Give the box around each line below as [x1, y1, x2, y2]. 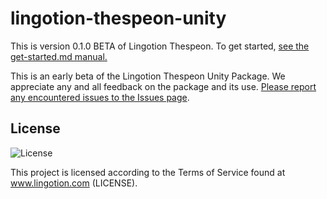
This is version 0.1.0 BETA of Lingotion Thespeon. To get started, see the [10, 40, 310, 52]
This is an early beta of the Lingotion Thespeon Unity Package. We [10, 70, 286, 82]
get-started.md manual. [10, 50, 108, 62]
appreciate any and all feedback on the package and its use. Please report [10, 80, 317, 92]
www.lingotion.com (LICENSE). [10, 177, 138, 189]
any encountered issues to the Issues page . [10, 91, 190, 103]
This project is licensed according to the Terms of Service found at [10, 166, 286, 178]
